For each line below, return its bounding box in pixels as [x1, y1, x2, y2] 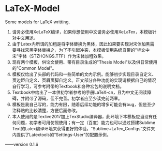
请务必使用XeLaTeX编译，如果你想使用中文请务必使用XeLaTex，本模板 [12, 29, 152, 34]
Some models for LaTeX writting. [5, 19, 70, 25]
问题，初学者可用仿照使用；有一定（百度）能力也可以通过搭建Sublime [16, 120, 156, 125]
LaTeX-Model [5, 3, 60, 14]
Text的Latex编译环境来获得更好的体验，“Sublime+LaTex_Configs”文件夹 [12, 125, 155, 131]
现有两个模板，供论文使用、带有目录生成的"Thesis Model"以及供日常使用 [12, 59, 158, 65]
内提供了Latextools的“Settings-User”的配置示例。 [12, 132, 111, 137]
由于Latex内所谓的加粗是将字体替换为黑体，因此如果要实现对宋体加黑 [12, 41, 150, 46]
